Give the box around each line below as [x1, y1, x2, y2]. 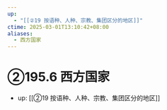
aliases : [7, 30, 33, 37]
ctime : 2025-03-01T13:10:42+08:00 [7, 23, 110, 30]
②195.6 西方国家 [7, 69, 110, 85]
